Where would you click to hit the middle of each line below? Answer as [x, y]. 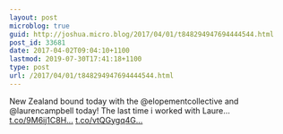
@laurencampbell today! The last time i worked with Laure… [120, 110]
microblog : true [39, 26]
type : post [30, 68]
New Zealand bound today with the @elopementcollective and [124, 101]
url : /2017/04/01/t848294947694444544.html [92, 76]
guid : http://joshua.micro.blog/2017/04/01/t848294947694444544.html [142, 34]
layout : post [34, 17]
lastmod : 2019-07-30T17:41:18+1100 [76, 59]
